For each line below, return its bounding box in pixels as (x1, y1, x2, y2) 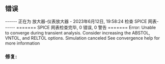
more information (5, 40, 40, 46)
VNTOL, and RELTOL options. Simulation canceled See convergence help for (5, 35, 160, 41)
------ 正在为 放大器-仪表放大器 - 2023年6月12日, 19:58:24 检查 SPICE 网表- (5, 18, 159, 24)
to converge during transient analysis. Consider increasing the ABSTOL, (5, 30, 151, 35)
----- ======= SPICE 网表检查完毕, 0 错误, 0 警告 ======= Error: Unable (5, 24, 156, 30)
